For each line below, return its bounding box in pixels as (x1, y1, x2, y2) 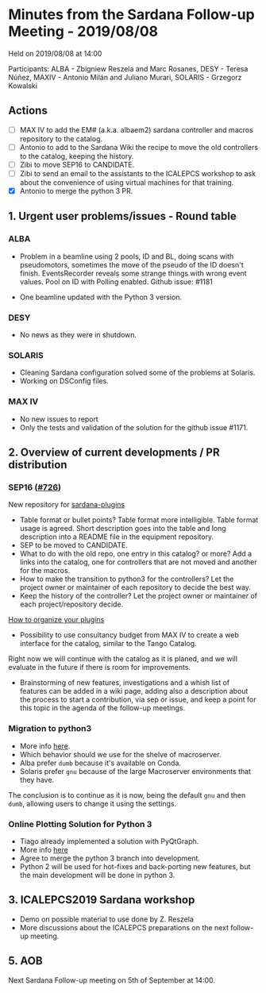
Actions (8, 104, 48, 117)
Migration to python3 (8, 723, 92, 734)
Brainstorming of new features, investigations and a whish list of (19, 678, 230, 687)
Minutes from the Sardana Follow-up (8, 6, 256, 24)
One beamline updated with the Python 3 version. (19, 292, 183, 302)
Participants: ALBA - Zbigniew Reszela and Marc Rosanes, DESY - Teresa (8, 64, 249, 73)
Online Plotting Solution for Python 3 (8, 818, 152, 829)
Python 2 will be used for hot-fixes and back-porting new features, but (19, 861, 251, 871)
